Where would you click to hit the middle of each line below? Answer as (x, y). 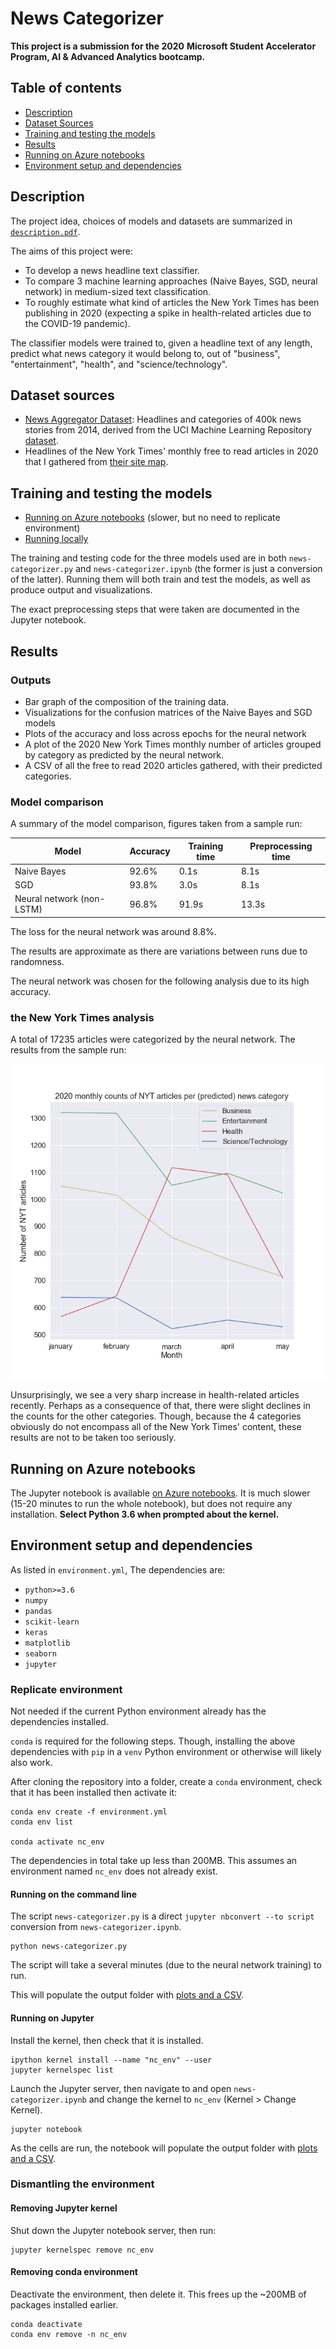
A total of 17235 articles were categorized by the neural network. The (153, 1039)
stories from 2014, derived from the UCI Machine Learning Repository (168, 430)
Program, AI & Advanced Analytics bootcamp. (108, 56)
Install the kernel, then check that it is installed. (107, 2040)
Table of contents (66, 88)
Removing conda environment (74, 2272)
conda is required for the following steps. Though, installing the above (153, 1741)
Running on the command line (74, 1894)
